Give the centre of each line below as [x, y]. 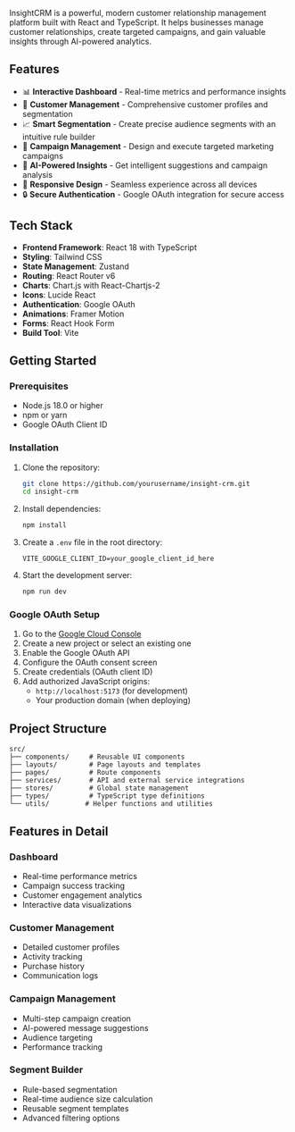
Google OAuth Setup [55, 615]
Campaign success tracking [74, 885]
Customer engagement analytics [82, 895]
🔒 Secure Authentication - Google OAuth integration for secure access [153, 194]
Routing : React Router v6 [69, 275]
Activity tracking [52, 957]
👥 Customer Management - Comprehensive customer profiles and [145, 104]
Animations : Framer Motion [73, 314]
